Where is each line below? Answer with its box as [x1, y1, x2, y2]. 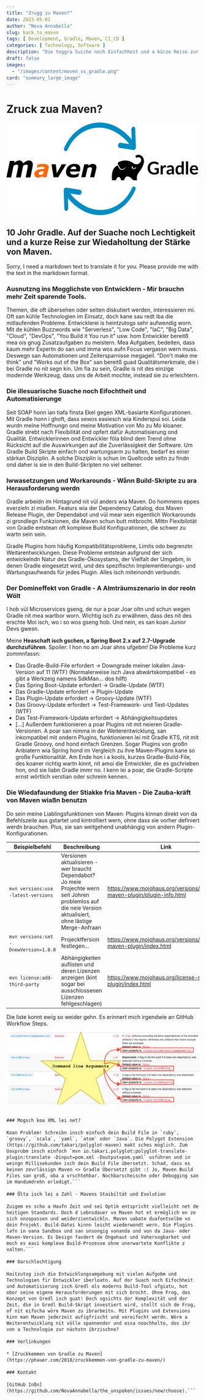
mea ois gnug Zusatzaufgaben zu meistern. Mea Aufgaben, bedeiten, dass [6, 339, 195, 347]
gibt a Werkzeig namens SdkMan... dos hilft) [15, 675, 128, 682]
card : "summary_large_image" [6, 74, 81, 81]
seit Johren [61, 891, 90, 899]
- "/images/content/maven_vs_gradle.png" [12, 68, 120, 74]
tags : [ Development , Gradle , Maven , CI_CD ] [6, 36, 124, 42]
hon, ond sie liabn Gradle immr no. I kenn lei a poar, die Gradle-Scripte [15, 766, 193, 774]
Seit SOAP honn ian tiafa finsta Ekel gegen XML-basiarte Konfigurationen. [6, 409, 192, 416]
